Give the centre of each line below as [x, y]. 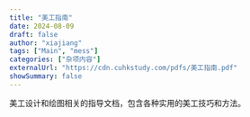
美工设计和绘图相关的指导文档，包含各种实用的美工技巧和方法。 [127, 103]
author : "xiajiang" [46, 43]
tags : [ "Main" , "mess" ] [54, 51]
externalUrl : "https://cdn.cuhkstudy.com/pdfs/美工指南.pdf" [124, 68]
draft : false [34, 34]
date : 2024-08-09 [42, 26]
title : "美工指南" [41, 18]
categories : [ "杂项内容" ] [55, 59]
